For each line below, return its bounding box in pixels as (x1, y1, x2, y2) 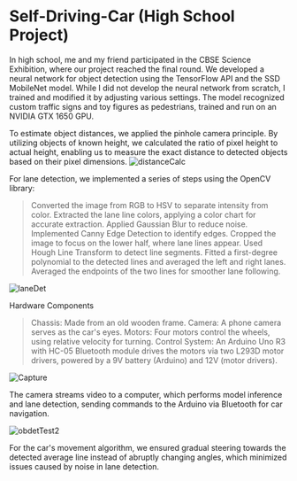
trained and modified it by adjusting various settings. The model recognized (9, 91, 285, 103)
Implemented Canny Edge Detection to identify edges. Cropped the (30, 228, 277, 238)
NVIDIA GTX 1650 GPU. (9, 111, 95, 121)
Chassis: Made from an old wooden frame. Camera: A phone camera (30, 317, 282, 328)
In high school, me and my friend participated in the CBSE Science (9, 54, 252, 65)
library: (9, 182, 35, 193)
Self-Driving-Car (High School (9, 6, 236, 27)
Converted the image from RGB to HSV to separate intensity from (30, 199, 269, 210)
